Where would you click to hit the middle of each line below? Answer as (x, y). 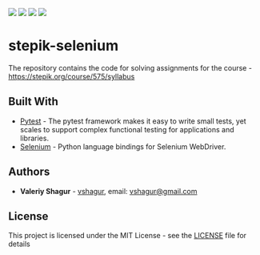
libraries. (34, 138)
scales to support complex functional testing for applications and (127, 129)
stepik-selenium (63, 46)
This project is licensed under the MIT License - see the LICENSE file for (127, 236)
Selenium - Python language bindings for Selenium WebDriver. (123, 146)
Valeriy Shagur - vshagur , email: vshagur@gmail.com (108, 191)
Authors (29, 172)
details (19, 244)
